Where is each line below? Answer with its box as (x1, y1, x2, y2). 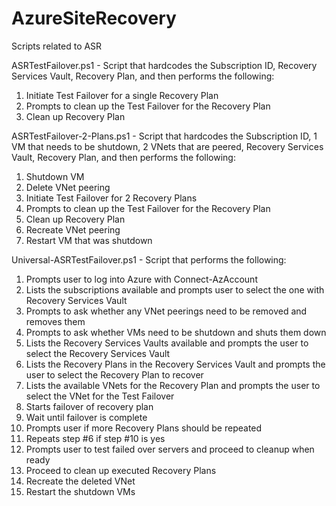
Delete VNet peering (25, 181, 111, 193)
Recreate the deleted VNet (25, 475, 136, 487)
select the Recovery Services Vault (25, 347, 171, 359)
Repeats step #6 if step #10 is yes (25, 432, 166, 444)
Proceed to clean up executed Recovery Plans (25, 464, 217, 476)
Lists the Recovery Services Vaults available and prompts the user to (25, 337, 309, 349)
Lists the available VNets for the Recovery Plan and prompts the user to (25, 379, 321, 391)
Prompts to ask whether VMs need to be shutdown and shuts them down (25, 326, 327, 338)
